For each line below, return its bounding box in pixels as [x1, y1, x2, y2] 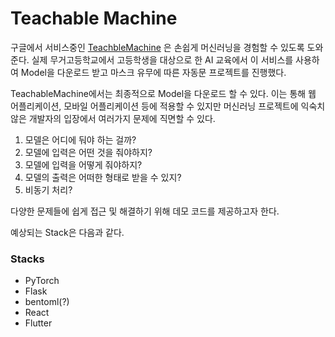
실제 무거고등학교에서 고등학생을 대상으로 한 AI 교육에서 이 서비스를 [31, 53, 294, 66]
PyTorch [24, 275, 60, 287]
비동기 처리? [24, 183, 73, 196]
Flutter [24, 317, 53, 329]
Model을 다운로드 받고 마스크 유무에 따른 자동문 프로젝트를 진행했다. [20, 66, 287, 78]
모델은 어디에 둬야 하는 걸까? [24, 133, 137, 146]
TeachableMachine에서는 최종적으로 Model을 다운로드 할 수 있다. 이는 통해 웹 [10, 87, 317, 99]
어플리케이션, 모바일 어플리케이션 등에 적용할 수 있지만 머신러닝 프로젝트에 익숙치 [10, 100, 326, 112]
